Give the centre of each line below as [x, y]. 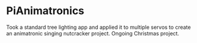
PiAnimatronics [45, 11]
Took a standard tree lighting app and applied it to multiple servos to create [98, 27]
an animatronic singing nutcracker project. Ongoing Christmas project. [93, 33]
